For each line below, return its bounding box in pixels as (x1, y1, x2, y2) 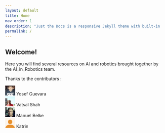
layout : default (5, 8, 39, 13)
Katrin (16, 123, 29, 129)
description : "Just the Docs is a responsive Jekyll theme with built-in (5, 24, 161, 29)
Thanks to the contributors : (5, 76, 62, 82)
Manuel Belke (16, 112, 44, 118)
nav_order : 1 (5, 18, 32, 23)
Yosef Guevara (16, 90, 46, 96)
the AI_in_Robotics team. (5, 66, 56, 72)
